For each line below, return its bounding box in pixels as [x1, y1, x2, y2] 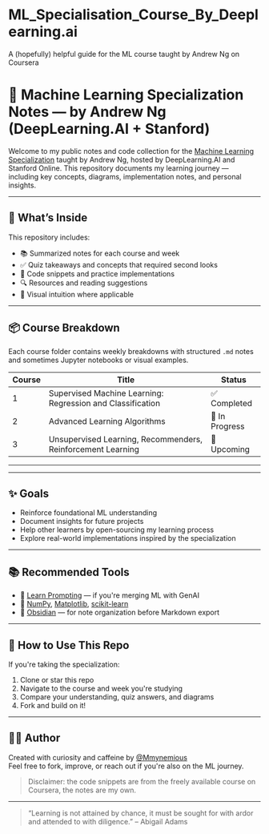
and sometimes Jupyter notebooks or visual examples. [8, 355, 189, 365]
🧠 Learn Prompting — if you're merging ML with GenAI [19, 590, 200, 600]
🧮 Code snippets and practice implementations [19, 268, 175, 278]
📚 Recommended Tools [8, 565, 130, 578]
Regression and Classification [48, 397, 161, 409]
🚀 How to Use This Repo [8, 639, 130, 652]
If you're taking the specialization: [8, 659, 120, 669]
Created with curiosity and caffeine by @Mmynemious [8, 752, 188, 762]
